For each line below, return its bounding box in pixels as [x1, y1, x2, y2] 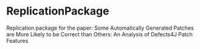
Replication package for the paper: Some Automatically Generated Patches [6, 24, 195, 31]
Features [6, 37, 29, 44]
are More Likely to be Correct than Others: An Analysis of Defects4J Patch [6, 30, 193, 38]
